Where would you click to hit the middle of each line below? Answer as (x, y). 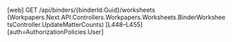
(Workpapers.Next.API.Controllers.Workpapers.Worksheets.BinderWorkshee (116, 17)
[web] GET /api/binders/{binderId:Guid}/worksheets (81, 10)
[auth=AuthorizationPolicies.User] (55, 32)
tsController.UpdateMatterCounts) (56, 24)
